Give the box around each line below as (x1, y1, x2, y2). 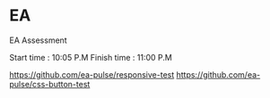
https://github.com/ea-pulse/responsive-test (9, 69, 175, 80)
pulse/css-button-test (9, 78, 91, 89)
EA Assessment (9, 35, 67, 45)
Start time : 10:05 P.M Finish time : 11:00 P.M (9, 52, 172, 62)
